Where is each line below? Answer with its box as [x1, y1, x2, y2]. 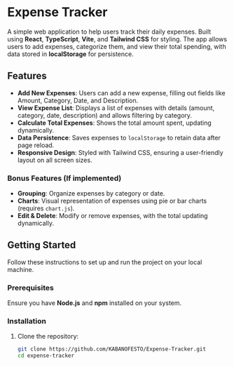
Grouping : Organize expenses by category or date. [17, 189, 165, 198]
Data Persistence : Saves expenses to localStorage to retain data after [17, 133, 221, 142]
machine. [7, 265, 34, 273]
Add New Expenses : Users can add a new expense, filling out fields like [17, 88, 226, 97]
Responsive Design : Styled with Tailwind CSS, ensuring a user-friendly [17, 148, 223, 156]
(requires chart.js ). [17, 204, 75, 212]
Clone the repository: [17, 332, 79, 341]
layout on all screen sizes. [17, 156, 92, 164]
